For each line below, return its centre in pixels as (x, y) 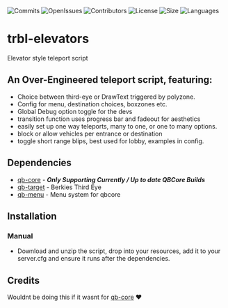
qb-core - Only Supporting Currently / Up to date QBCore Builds (111, 179)
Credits (24, 281)
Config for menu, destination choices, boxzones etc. (92, 104)
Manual (20, 236)
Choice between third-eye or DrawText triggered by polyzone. (106, 97)
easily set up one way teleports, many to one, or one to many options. (117, 126)
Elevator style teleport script (48, 58)
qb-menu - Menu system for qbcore (69, 194)
